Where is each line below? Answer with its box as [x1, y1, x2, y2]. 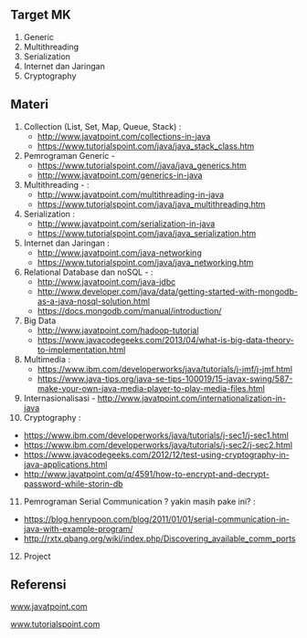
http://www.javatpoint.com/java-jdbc [37, 276, 176, 287]
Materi [10, 97, 49, 112]
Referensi [10, 577, 67, 592]
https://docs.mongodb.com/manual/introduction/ [37, 305, 222, 316]
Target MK [10, 7, 71, 23]
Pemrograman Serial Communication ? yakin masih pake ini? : [23, 496, 256, 507]
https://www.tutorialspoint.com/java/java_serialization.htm [37, 227, 257, 238]
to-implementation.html [37, 344, 126, 355]
